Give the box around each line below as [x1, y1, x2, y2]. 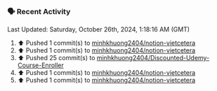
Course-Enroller [17, 61, 65, 69]
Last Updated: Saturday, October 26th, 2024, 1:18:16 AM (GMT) [7, 25, 190, 34]
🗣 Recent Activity [7, 6, 71, 16]
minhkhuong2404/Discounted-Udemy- [96, 54, 210, 62]
